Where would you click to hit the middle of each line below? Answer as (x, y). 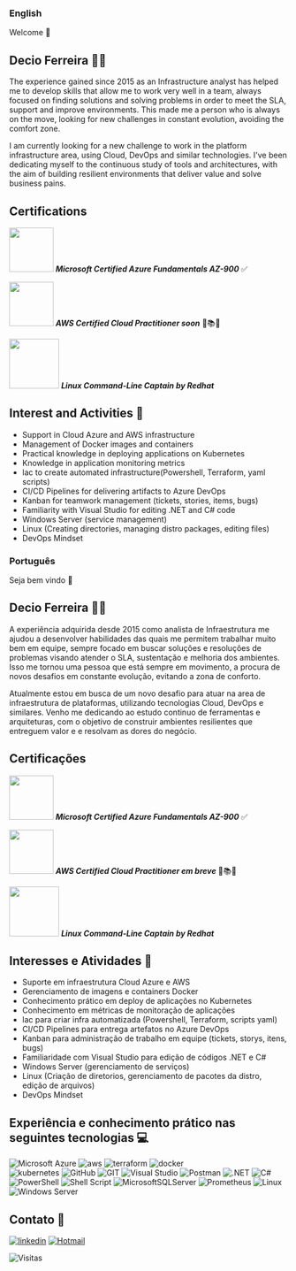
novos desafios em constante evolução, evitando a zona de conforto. (135, 676)
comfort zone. (35, 129)
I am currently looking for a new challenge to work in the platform (128, 146)
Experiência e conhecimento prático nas (122, 1123)
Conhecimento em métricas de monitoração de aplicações (129, 1010)
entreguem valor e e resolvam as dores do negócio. (103, 731)
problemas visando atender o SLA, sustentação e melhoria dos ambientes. (144, 657)
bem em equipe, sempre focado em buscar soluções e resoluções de (136, 647)
